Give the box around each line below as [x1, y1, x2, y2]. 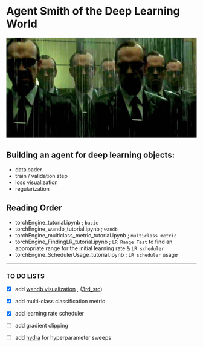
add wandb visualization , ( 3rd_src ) [14, 286, 103, 293]
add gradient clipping [14, 322, 68, 329]
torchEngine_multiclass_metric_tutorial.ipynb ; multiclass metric [14, 231, 177, 239]
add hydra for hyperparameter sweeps [14, 334, 112, 342]
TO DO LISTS [6, 271, 45, 280]
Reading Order [6, 203, 62, 213]
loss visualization [14, 179, 59, 186]
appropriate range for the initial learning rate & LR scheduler [14, 244, 164, 252]
